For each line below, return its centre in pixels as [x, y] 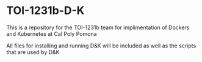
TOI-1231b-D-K [45, 11]
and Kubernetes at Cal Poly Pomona [52, 33]
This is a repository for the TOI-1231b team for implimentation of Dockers [98, 27]
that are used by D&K [33, 52]
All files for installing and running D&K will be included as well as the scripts [101, 46]
